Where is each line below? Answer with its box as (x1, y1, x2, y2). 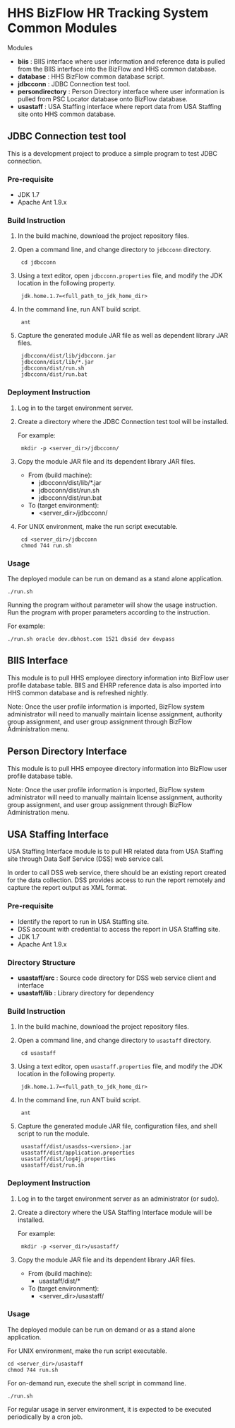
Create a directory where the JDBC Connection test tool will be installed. (17, 417, 229, 425)
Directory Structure (7, 957, 76, 967)
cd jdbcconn (20, 259, 56, 266)
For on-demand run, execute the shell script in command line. (7, 1378, 187, 1387)
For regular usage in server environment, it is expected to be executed (7, 1405, 212, 1413)
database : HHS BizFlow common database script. (17, 72, 165, 81)
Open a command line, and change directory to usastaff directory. (17, 1036, 212, 1045)
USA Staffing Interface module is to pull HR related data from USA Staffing (7, 847, 224, 856)
